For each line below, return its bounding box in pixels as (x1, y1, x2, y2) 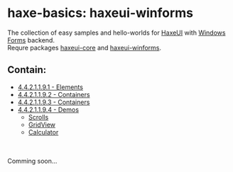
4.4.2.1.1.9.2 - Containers (17, 90, 90, 98)
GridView (28, 120, 55, 129)
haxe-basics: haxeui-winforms (7, 5, 194, 21)
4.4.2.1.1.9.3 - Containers (17, 98, 90, 106)
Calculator (28, 127, 59, 136)
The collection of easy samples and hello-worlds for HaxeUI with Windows (7, 28, 226, 37)
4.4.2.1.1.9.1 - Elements (17, 83, 84, 91)
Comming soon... (7, 156, 58, 165)
